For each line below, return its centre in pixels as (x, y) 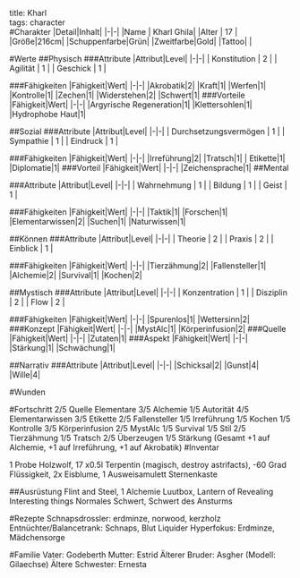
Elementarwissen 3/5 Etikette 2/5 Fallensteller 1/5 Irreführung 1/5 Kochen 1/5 (150, 419)
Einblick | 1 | (31, 248)
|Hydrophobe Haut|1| (48, 114)
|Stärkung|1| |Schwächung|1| (63, 348)
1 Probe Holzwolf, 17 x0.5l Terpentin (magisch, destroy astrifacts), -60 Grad (148, 465)
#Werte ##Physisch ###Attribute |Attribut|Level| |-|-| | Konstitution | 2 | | (143, 59)
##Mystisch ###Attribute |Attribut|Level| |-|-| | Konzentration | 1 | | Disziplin (149, 293)
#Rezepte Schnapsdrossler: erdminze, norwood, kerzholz (115, 518)
